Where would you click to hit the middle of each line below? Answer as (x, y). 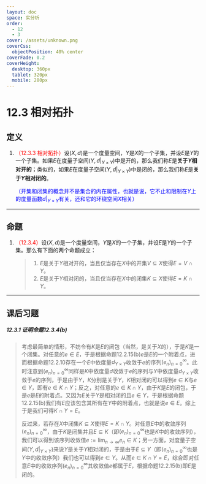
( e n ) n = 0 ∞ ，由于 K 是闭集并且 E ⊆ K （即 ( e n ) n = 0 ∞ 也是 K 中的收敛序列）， (110, 432)
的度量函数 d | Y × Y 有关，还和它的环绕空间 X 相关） (76, 199)
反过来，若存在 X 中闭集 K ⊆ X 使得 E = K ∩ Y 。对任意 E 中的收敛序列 (104, 423)
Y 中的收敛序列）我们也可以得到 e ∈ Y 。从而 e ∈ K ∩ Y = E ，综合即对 (108, 458)
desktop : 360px (31, 69)
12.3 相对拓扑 (40, 112)
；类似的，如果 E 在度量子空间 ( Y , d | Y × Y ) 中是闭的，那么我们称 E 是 (113, 170)
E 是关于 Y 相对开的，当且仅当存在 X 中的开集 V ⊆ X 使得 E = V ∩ (116, 263)
